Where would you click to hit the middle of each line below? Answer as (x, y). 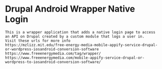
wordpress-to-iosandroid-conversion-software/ (53, 62)
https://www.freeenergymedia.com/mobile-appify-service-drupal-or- (75, 58)
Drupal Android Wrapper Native (70, 9)
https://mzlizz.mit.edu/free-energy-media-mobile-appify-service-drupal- (81, 45)
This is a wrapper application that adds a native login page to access (80, 32)
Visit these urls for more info (38, 41)
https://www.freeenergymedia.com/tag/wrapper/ (53, 53)
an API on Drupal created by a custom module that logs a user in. (75, 36)
